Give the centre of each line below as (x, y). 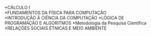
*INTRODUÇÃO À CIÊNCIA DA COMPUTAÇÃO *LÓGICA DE (65, 18)
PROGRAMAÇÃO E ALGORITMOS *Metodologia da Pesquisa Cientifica (76, 23)
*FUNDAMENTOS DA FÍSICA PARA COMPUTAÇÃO (55, 13)
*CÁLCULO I (17, 8)
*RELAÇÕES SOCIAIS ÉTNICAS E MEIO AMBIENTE (56, 28)
